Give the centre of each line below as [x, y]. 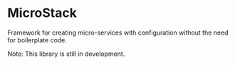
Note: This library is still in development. [66, 54]
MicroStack [42, 13]
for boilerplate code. [37, 40]
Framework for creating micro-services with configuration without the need [118, 32]
